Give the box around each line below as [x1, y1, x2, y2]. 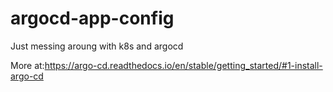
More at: [10, 59, 45, 71]
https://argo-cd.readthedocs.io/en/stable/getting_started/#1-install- [44, 59, 323, 71]
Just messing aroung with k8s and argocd [10, 40, 184, 52]
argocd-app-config [10, 7, 175, 30]
